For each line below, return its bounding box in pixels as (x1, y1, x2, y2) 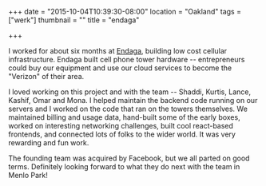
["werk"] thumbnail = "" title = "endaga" (8, 15, 140, 25)
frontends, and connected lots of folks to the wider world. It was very (8, 129, 236, 139)
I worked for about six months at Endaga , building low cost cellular (8, 46, 228, 55)
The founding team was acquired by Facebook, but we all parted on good (8, 153, 250, 163)
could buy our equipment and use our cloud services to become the (8, 63, 232, 73)
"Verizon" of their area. (8, 72, 85, 81)
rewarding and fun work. (8, 138, 89, 147)
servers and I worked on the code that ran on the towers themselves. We (8, 104, 248, 113)
